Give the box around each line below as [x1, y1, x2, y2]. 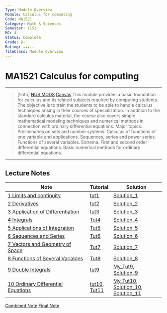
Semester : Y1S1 [5, 26, 37, 31]
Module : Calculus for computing [5, 12, 72, 17]
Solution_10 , [113, 284, 143, 291]
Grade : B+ [5, 40, 26, 45]
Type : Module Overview [5, 7, 52, 12]
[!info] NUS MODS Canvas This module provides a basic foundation [17, 92, 156, 98]
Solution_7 [113, 244, 138, 251]
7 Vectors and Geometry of [7, 241, 71, 248]
